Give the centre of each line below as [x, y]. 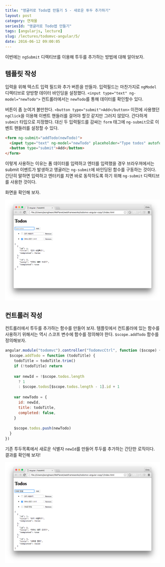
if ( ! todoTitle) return [38, 366]
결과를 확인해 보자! [23, 455]
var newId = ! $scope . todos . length [49, 376]
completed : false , [37, 413]
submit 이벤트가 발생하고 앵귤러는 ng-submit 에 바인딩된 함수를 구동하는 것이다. [81, 169]
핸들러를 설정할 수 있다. [36, 128]
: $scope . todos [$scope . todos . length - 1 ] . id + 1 [69, 387]
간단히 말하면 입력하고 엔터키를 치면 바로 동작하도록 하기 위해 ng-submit [74, 176]
